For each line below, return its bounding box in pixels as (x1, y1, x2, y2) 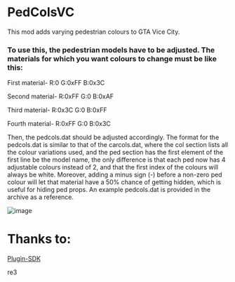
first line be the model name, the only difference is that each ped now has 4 (7, 155, 226, 164)
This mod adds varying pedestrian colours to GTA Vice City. (7, 27, 180, 36)
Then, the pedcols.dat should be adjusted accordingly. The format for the (7, 133, 220, 141)
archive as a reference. (7, 193, 74, 201)
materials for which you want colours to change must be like (7, 53, 217, 63)
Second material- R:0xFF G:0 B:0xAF (7, 92, 114, 101)
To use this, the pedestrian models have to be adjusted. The (7, 45, 215, 55)
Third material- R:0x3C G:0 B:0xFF (7, 106, 107, 115)
